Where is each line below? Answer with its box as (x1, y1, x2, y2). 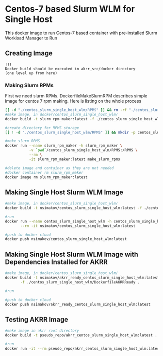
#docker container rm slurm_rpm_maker (5, 170, 83, 175)
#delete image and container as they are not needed (5, 166, 114, 170)
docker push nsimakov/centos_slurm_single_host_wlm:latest (5, 237, 127, 242)
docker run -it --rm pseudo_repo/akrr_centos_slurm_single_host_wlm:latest (5, 346, 162, 351)
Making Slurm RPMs (5, 82, 54, 89)
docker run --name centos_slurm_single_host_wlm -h (5, 219, 112, 224)
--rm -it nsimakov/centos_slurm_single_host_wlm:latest (20, 223, 136, 228)
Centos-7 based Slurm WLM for (5, 3, 135, 15)
